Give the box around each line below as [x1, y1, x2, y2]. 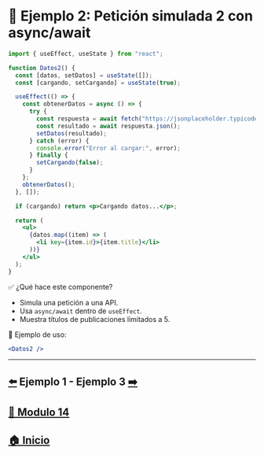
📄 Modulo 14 [8, 405, 70, 420]
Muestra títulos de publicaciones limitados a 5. [19, 314, 170, 324]
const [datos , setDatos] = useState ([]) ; [15, 71, 153, 80]
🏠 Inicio [8, 433, 50, 447]
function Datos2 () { [8, 64, 76, 72]
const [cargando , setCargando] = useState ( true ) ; [15, 79, 181, 87]
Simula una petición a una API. [19, 298, 119, 307]
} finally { [28, 151, 68, 160]
